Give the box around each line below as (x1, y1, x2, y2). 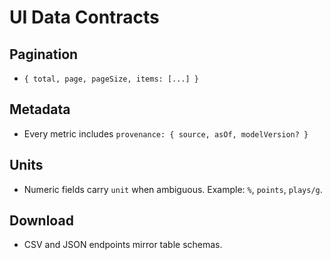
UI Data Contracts (9, 6, 160, 29)
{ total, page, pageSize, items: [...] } (23, 74, 199, 84)
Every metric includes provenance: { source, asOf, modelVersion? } (23, 127, 309, 140)
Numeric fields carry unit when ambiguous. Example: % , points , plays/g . (23, 183, 323, 195)
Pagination (9, 46, 79, 63)
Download (9, 212, 74, 230)
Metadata (9, 101, 71, 118)
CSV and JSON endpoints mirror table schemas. (23, 239, 223, 251)
